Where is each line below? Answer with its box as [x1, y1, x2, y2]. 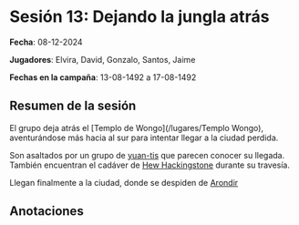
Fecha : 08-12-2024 [9, 36, 84, 47]
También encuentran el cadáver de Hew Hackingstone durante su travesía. [9, 159, 290, 170]
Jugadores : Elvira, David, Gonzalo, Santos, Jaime [9, 54, 196, 65]
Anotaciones [9, 203, 84, 220]
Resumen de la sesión [9, 98, 137, 114]
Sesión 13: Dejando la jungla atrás [9, 6, 270, 27]
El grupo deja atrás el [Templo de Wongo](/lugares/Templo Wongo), [9, 122, 264, 133]
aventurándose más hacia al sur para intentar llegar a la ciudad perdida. [9, 132, 279, 143]
